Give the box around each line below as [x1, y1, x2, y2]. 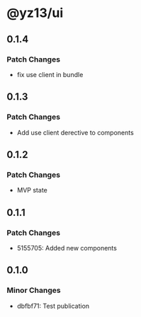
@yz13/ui [6, 5, 64, 21]
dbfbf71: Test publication [16, 301, 90, 310]
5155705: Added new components [16, 243, 118, 252]
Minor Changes [6, 285, 61, 295]
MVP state [16, 186, 47, 195]
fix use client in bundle [16, 70, 84, 79]
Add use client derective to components [16, 128, 134, 137]
